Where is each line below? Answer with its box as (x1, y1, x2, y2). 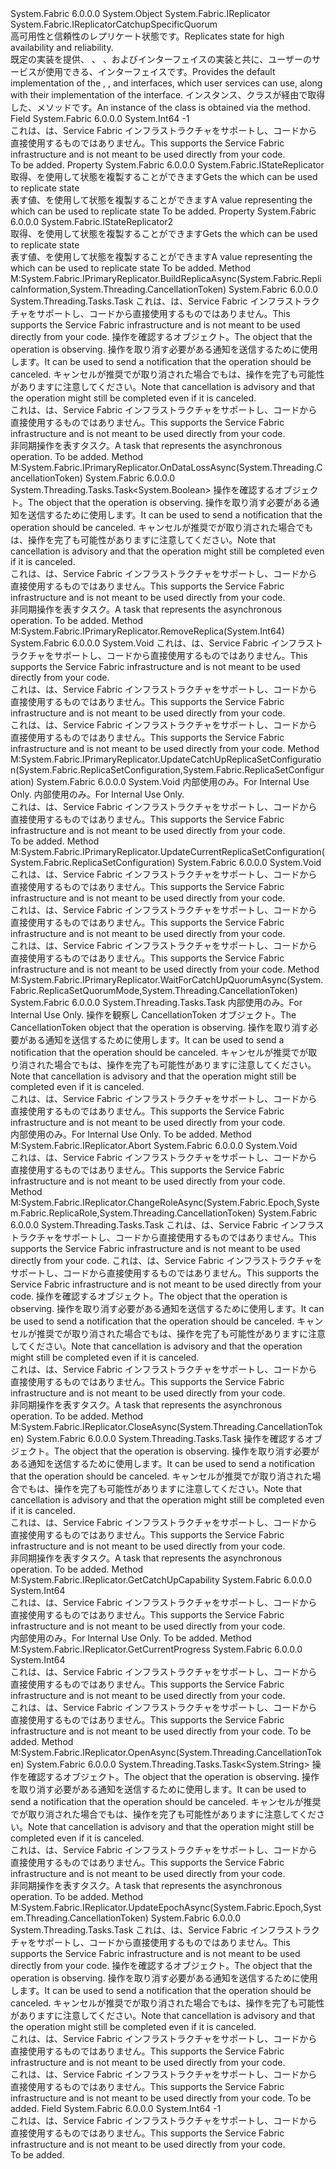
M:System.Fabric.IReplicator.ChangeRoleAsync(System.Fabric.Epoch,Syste (10, 1197, 320, 1208)
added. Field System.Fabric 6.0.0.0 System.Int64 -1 (10, 2103, 222, 2114)
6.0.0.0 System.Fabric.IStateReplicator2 (10, 216, 174, 227)
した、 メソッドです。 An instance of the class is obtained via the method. (10, 102, 311, 113)
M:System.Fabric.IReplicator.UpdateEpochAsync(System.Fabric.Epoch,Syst (10, 1902, 322, 1913)
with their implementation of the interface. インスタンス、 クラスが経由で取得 (10, 89, 326, 101)
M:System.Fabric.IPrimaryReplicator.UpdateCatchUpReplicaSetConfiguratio (10, 753, 322, 765)
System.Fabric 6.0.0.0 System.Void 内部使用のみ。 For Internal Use (36, 776, 310, 787)
